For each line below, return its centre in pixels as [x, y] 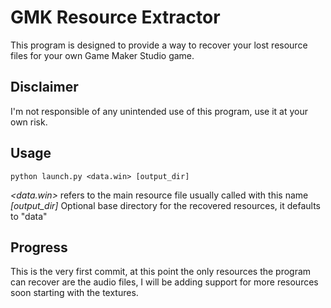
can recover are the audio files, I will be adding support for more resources [164, 282]
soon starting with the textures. [74, 293]
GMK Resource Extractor [115, 17]
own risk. [29, 122]
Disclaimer [44, 87]
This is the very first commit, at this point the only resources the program [161, 272]
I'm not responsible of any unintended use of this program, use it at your [159, 111]
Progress [39, 247]
